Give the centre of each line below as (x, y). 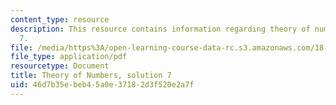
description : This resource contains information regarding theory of (160, 29)
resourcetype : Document (60, 66)
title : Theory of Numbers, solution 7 (91, 76)
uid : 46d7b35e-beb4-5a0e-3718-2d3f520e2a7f (102, 85)
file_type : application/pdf (69, 57)
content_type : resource (60, 19)
